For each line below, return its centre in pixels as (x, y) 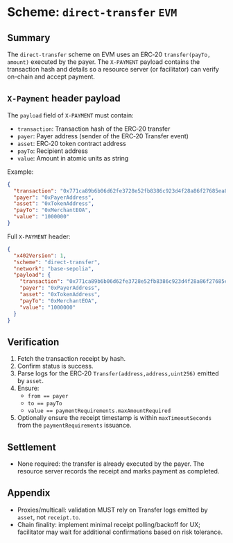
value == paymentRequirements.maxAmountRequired (99, 411)
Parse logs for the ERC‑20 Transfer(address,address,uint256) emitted (118, 373)
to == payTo (45, 404)
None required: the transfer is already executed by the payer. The (111, 464)
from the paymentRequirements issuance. (74, 426)
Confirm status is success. (55, 366)
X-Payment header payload (64, 98)
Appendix (29, 493)
